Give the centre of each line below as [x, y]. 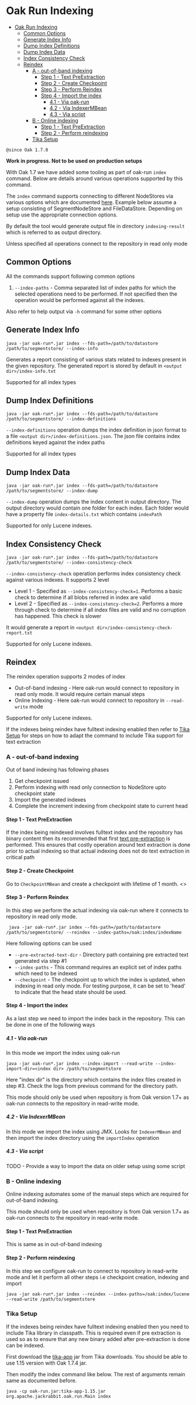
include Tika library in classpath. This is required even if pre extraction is [94, 1333]
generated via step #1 [41, 961]
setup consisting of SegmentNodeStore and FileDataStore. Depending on [94, 208]
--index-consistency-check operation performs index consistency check [94, 573]
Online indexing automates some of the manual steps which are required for [97, 1194]
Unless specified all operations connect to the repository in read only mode [97, 243]
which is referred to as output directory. [54, 232]
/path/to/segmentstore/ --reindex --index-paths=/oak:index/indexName [94, 932]
